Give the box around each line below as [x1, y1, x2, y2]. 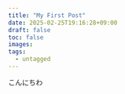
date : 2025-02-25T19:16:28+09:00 [8, 19, 118, 27]
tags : [8, 48, 26, 56]
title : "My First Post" [8, 11, 86, 20]
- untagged [15, 56, 51, 63]
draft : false [8, 26, 51, 34]
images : [8, 41, 34, 49]
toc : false [8, 33, 44, 42]
